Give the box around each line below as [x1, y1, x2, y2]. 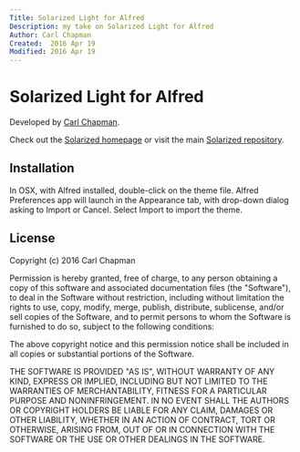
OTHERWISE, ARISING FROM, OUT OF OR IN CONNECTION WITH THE [9, 424, 275, 435]
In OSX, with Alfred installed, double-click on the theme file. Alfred [9, 184, 259, 196]
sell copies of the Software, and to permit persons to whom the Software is [9, 311, 292, 322]
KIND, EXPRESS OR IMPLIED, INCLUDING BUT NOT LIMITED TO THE [9, 375, 268, 386]
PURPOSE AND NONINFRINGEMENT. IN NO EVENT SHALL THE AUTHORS [9, 395, 290, 406]
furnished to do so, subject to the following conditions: [9, 321, 214, 332]
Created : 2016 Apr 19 [9, 38, 96, 48]
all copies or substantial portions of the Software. [9, 348, 194, 359]
